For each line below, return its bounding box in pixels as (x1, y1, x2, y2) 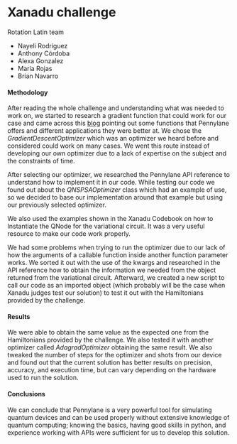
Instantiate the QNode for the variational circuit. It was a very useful (7, 222, 205, 231)
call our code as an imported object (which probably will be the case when (7, 281, 226, 290)
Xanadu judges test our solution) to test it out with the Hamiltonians (7, 288, 204, 297)
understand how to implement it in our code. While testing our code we (7, 178, 215, 187)
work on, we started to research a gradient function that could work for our (7, 112, 227, 120)
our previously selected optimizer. (7, 200, 106, 210)
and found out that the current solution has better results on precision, (7, 358, 213, 367)
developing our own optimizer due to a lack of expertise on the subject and (7, 149, 227, 158)
